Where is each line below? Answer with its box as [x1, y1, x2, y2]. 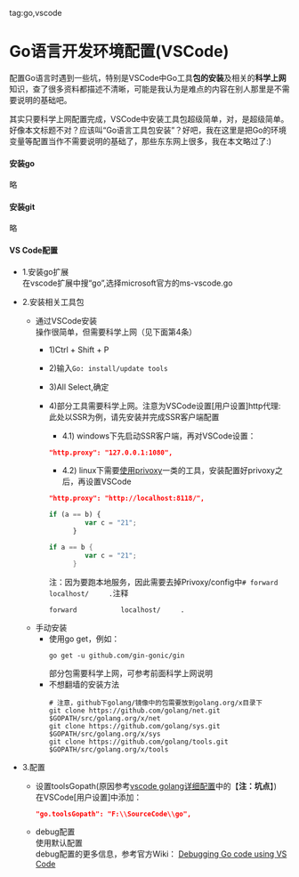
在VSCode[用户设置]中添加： [35, 792, 142, 802]
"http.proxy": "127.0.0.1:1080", [48, 448, 174, 457]
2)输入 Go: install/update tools [48, 362, 168, 373]
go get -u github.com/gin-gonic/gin [48, 651, 185, 660]
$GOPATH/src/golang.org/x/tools [48, 744, 169, 754]
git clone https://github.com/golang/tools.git [48, 737, 229, 746]
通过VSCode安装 [35, 315, 98, 326]
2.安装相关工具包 [21, 296, 85, 307]
